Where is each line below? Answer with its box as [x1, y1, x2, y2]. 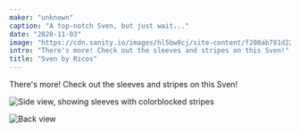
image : [9, 37, 34, 47]
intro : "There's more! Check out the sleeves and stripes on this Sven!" [9, 46, 290, 55]
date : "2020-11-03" [9, 29, 82, 38]
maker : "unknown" [9, 12, 74, 22]
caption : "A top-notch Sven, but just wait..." [9, 21, 190, 30]
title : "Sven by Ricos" [9, 54, 98, 63]
